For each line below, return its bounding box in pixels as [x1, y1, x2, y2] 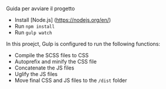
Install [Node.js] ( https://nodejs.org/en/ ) [14, 17, 111, 23]
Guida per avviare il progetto [6, 5, 75, 12]
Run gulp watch [14, 29, 52, 36]
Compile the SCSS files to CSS [14, 52, 89, 58]
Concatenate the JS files [14, 64, 74, 71]
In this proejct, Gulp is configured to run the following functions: [6, 41, 160, 47]
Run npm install [14, 23, 55, 29]
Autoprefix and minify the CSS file [14, 58, 97, 65]
